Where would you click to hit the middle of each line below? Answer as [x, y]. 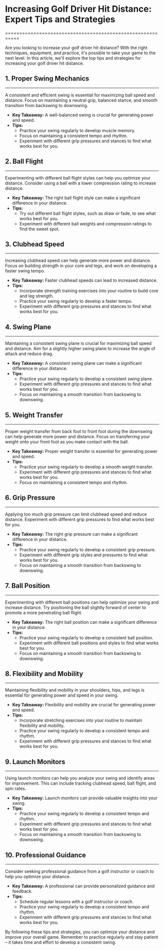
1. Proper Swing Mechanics [47, 79]
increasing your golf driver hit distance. [45, 63]
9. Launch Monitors [35, 762]
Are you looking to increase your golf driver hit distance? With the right [76, 47]
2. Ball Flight [24, 162]
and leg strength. [37, 296]
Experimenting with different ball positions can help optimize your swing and [82, 602]
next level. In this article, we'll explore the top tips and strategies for [73, 58]
